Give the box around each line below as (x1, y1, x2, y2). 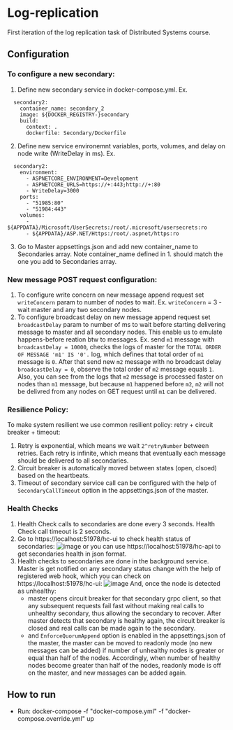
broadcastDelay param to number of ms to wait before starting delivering (17, 320, 226, 328)
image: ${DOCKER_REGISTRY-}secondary (20, 111, 130, 118)
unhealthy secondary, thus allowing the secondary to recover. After (27, 609, 222, 617)
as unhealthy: (17, 587, 57, 595)
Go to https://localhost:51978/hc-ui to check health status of (17, 534, 191, 543)
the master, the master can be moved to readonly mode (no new (27, 638, 213, 647)
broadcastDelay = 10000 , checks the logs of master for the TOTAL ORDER (17, 342, 222, 351)
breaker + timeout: (7, 428, 61, 437)
